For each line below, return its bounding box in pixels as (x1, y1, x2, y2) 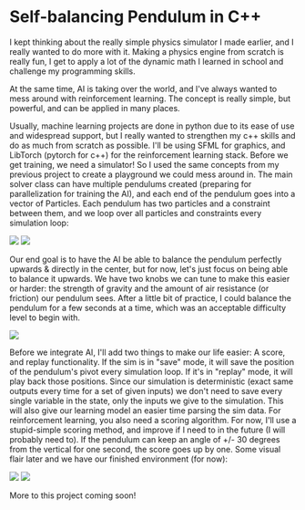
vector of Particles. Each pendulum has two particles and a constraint (9, 198, 270, 209)
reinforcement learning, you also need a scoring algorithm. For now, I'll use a (9, 414, 297, 425)
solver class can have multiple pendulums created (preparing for (9, 178, 252, 189)
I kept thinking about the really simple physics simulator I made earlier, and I (9, 36, 294, 47)
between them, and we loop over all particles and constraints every (9, 207, 262, 218)
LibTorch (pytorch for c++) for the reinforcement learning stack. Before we (9, 149, 289, 161)
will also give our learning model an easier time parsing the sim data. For (9, 404, 281, 416)
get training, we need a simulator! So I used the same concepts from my (9, 159, 280, 170)
